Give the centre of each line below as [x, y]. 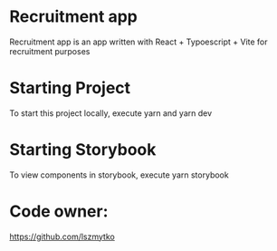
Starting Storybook [83, 150]
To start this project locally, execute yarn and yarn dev [111, 113]
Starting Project [70, 88]
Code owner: [59, 211]
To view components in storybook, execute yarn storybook [119, 175]
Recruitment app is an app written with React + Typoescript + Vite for [139, 42]
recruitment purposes [50, 51]
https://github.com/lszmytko [62, 237]
